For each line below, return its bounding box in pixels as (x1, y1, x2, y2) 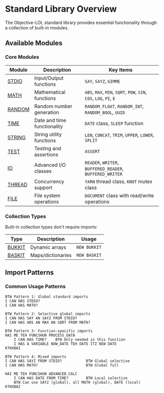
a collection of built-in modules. (5, 24, 69, 30)
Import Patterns (5, 268, 54, 277)
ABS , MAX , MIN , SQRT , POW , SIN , (84, 89, 147, 95)
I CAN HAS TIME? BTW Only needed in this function (14, 337, 125, 342)
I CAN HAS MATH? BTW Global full (5, 363, 119, 368)
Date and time (34, 116, 66, 123)
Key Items (108, 66, 133, 73)
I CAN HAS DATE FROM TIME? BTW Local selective (14, 375, 128, 380)
